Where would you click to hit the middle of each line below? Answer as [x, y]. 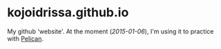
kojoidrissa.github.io [68, 13]
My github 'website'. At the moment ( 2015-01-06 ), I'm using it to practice [110, 31]
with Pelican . [25, 38]
